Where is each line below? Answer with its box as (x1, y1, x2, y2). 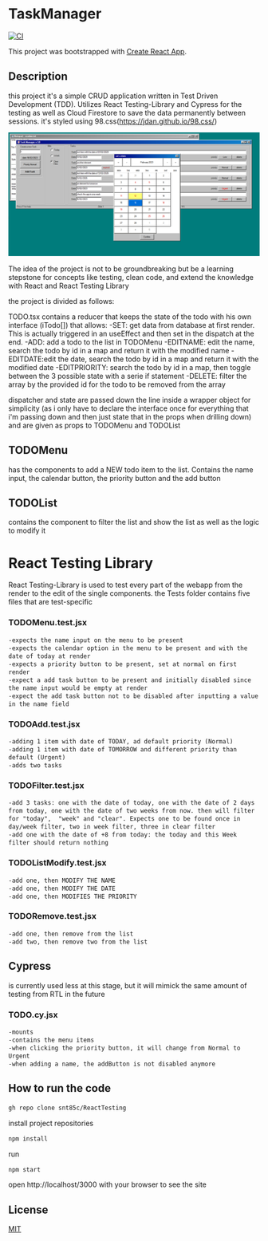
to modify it (8, 526, 46, 535)
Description (8, 69, 68, 84)
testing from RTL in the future (8, 989, 105, 999)
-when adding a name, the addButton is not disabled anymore (8, 1060, 216, 1068)
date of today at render (8, 652, 91, 660)
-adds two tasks (8, 761, 62, 770)
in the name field (8, 699, 69, 708)
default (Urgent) (8, 753, 66, 762)
